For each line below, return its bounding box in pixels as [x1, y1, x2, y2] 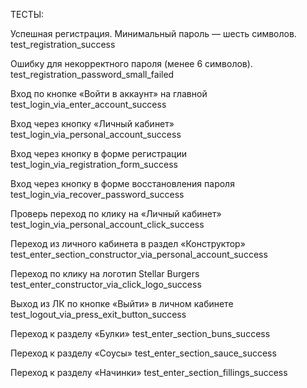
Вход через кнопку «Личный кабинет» [10, 118, 175, 129]
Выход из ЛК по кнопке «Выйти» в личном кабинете [10, 298, 234, 309]
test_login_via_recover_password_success [10, 189, 185, 200]
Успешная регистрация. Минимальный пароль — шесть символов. [10, 28, 297, 39]
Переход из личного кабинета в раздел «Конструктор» [10, 238, 246, 249]
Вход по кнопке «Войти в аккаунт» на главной [10, 88, 208, 99]
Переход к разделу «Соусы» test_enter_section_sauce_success [10, 347, 277, 359]
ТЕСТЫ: [10, 9, 45, 20]
